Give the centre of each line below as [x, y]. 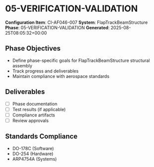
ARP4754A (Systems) [35, 159]
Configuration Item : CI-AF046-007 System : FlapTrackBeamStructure [77, 22]
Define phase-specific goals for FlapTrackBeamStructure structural [81, 60]
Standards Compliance [41, 137]
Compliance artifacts [34, 115]
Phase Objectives [33, 48]
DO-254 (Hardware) [33, 154]
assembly [22, 65]
